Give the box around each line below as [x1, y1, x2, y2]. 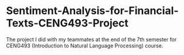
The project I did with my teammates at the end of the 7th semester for [6, 36, 177, 43]
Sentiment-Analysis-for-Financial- [6, 4, 179, 18]
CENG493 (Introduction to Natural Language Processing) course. [6, 42, 163, 49]
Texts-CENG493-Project [6, 16, 129, 30]
